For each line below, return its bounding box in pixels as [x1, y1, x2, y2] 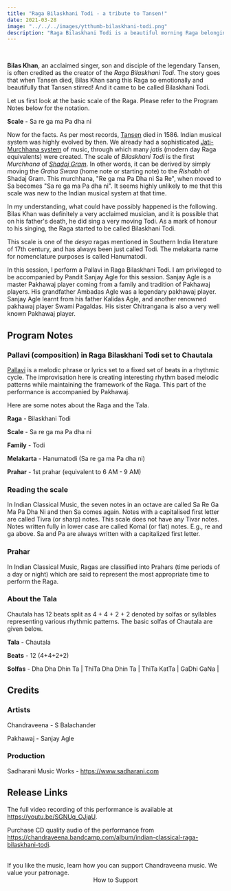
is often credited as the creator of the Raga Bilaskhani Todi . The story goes [7, 69, 221, 77]
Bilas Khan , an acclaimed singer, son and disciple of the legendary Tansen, [7, 61, 221, 69]
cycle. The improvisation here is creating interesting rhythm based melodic [7, 373, 219, 381]
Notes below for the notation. [7, 104, 90, 112]
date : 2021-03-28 [7, 17, 57, 23]
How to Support [93, 875, 138, 884]
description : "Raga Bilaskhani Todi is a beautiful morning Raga [7, 29, 198, 36]
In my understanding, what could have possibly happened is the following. [7, 202, 218, 211]
